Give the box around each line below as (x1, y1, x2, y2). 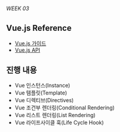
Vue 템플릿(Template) (14, 89, 67, 96)
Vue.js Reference (6, 23, 72, 33)
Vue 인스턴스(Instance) (14, 82, 70, 89)
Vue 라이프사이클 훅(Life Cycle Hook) (14, 119, 104, 126)
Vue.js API (14, 46, 40, 54)
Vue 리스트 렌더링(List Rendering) (14, 112, 96, 119)
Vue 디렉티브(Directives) (14, 97, 74, 104)
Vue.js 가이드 (14, 39, 46, 47)
